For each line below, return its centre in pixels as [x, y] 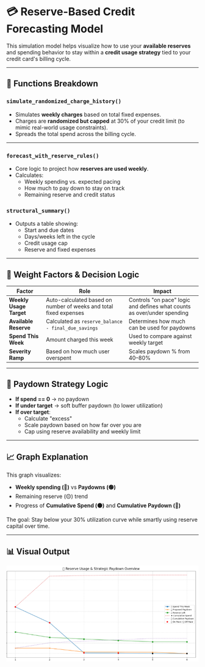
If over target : [33, 412]
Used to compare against [160, 336]
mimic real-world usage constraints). [61, 127]
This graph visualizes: [34, 475]
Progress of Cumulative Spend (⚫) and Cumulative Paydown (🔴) [98, 505]
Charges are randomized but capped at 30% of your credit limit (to [100, 121]
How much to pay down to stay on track [74, 188]
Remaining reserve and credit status [70, 194]
